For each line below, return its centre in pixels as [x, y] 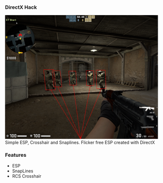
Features [16, 155]
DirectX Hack [21, 7]
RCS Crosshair [27, 176]
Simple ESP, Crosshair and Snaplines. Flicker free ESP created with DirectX [80, 143]
